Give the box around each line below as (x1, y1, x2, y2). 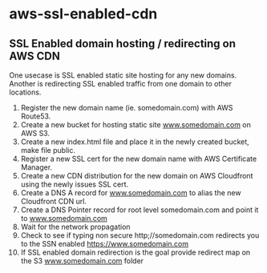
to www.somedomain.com (20, 214, 107, 223)
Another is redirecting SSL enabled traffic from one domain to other (9, 79, 232, 88)
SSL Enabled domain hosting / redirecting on (9, 37, 236, 50)
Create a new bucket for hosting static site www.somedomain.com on (20, 120, 252, 129)
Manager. (20, 163, 53, 172)
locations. (9, 87, 42, 97)
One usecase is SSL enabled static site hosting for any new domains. (9, 70, 237, 80)
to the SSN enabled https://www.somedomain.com (20, 239, 189, 248)
